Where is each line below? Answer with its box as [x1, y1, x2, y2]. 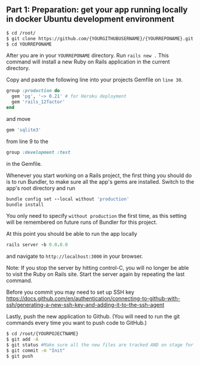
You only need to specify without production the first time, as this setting [6, 212, 187, 220]
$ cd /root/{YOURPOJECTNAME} [6, 331, 79, 337]
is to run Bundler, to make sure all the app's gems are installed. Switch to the [6, 178, 195, 185]
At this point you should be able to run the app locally [6, 230, 137, 238]
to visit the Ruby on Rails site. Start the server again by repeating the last [6, 270, 185, 278]
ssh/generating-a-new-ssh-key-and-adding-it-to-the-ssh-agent [6, 302, 165, 309]
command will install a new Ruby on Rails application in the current [6, 58, 170, 65]
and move [6, 115, 31, 122]
